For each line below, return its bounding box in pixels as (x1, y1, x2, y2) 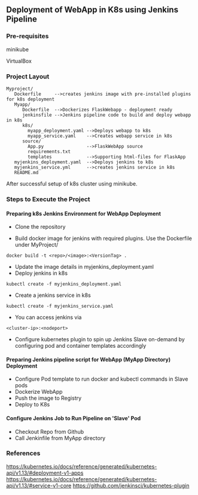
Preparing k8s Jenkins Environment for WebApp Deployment (6, 209, 162, 217)
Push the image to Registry (14, 394, 82, 402)
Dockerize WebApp (14, 388, 63, 396)
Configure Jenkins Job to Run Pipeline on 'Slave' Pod (6, 414, 141, 421)
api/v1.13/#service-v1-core (6, 482, 72, 489)
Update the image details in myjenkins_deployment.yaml (14, 263, 154, 271)
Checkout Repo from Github (14, 428, 84, 435)
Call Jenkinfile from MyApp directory (14, 434, 106, 442)
